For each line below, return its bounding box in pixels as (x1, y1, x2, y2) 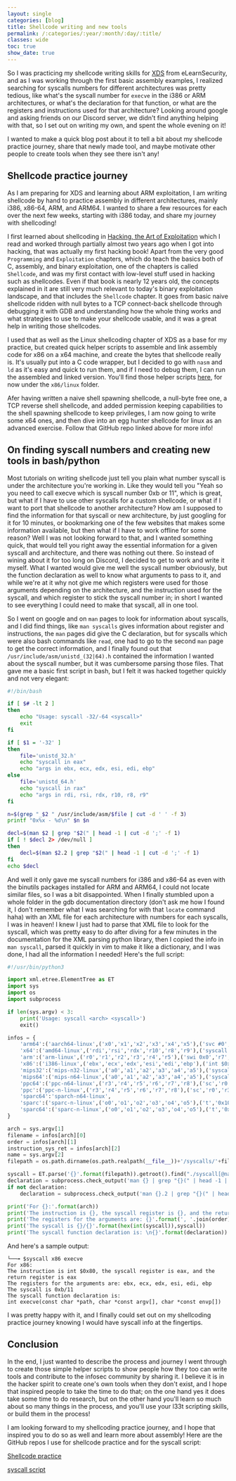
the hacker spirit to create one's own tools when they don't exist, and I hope (7, 1379, 228, 1388)
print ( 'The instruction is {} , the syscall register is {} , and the (7, 1210, 212, 1217)
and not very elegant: (7, 674, 69, 683)
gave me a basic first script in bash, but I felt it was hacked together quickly (7, 666, 227, 675)
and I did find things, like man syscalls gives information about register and (7, 621, 225, 630)
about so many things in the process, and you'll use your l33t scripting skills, (7, 1402, 229, 1410)
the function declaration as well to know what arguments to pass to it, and (7, 571, 221, 579)
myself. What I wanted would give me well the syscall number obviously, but (7, 563, 228, 571)
